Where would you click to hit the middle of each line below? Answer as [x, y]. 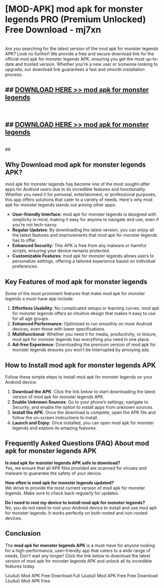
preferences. [25, 266]
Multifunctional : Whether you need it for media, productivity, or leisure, [84, 334]
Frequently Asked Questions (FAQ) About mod [77, 443]
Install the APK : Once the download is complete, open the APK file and [84, 412]
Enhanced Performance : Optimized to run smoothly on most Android [82, 324]
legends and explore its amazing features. [54, 428]
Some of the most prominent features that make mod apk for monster [75, 294]
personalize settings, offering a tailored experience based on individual [84, 261]
